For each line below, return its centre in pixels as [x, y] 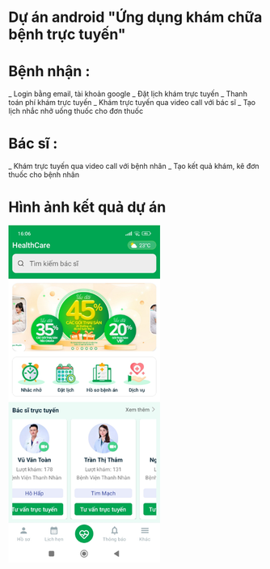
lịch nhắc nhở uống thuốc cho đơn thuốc [76, 111]
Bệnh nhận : [49, 72]
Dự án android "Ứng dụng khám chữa [135, 17]
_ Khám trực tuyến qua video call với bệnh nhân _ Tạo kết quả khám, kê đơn [134, 166]
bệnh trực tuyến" [67, 34]
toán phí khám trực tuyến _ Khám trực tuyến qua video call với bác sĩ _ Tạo [132, 103]
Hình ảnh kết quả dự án [87, 207]
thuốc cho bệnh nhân [44, 175]
